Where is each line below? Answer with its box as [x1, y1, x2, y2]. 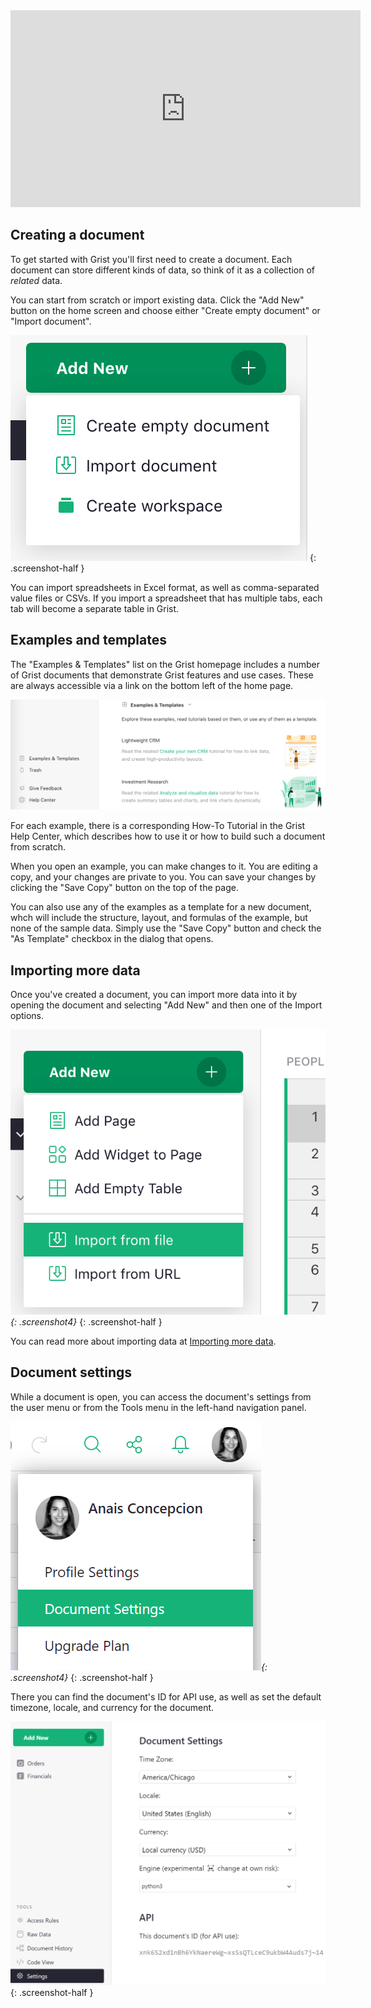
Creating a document [10, 227, 145, 244]
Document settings [10, 1364, 133, 1381]
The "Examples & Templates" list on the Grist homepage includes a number [10, 658, 320, 670]
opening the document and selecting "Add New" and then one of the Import [10, 999, 323, 1011]
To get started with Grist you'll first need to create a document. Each [10, 253, 293, 265]
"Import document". [10, 315, 92, 327]
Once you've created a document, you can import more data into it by [10, 989, 298, 1001]
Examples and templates [10, 632, 167, 649]
